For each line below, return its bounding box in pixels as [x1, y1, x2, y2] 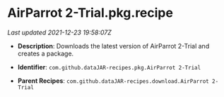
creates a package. [17, 49, 74, 58]
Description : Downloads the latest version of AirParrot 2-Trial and [17, 41, 210, 50]
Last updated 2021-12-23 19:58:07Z [7, 28, 112, 37]
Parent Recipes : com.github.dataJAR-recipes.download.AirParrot [17, 76, 210, 85]
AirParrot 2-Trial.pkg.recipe [7, 5, 173, 21]
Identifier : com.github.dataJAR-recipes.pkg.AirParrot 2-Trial [17, 63, 201, 71]
